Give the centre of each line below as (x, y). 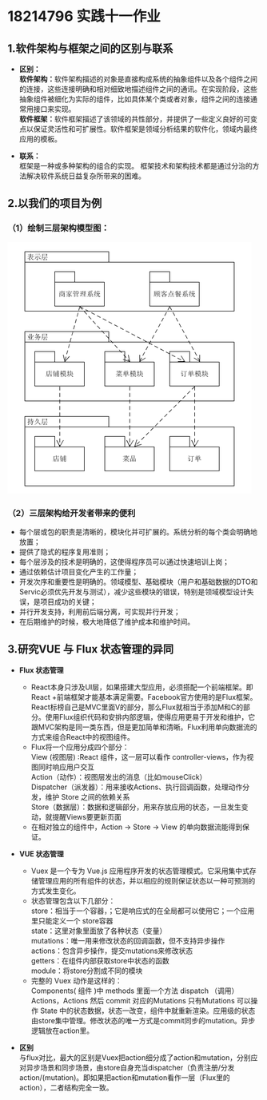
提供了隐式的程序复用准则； (65, 551)
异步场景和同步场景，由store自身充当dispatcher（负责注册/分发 (130, 1067)
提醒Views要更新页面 (87, 816)
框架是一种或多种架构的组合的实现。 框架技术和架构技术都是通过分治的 (135, 166)
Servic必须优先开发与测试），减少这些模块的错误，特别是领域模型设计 (133, 591)
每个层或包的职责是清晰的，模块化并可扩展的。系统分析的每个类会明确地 (138, 531)
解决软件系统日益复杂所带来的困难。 (86, 176)
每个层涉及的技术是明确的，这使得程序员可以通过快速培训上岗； (124, 562)
